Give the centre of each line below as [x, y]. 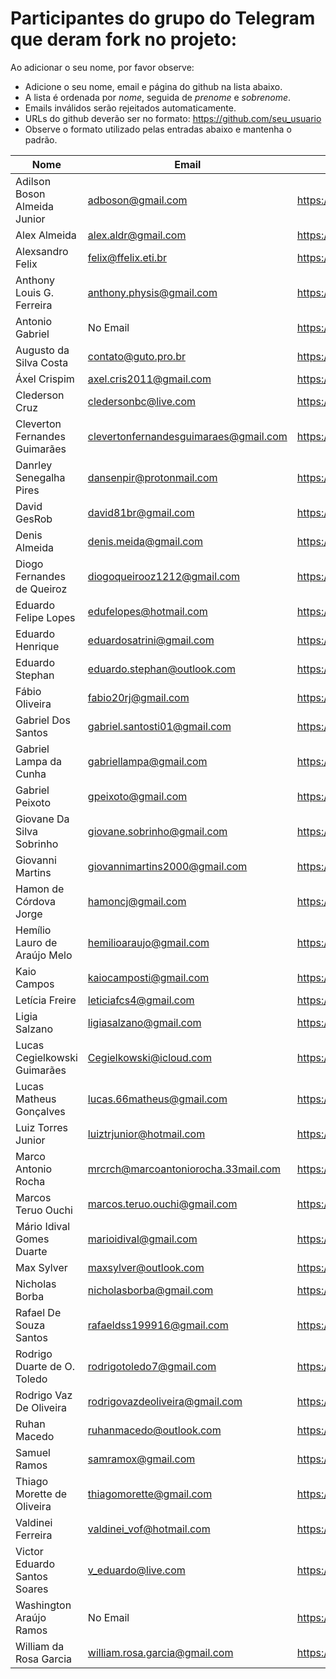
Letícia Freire [46, 1000]
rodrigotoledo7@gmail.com [152, 1366]
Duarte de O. [45, 1366]
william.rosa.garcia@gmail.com [160, 1652]
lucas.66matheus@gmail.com [157, 1099]
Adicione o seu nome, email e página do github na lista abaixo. [153, 86]
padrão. [41, 139]
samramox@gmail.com [141, 1459]
